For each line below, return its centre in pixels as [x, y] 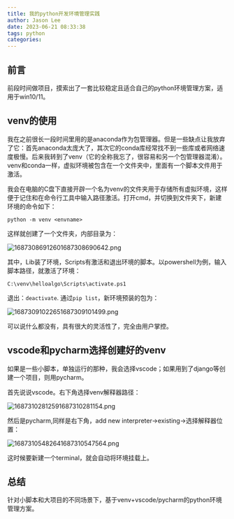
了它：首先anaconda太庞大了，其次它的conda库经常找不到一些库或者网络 [113, 148]
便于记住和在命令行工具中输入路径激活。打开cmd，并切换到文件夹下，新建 [115, 197]
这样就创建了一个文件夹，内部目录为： [62, 233]
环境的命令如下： [32, 206]
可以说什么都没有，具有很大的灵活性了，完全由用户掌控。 [90, 326]
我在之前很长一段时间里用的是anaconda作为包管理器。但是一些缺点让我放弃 [116, 139]
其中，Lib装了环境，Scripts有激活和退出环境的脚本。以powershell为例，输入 [117, 262]
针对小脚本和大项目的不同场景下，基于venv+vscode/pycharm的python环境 [115, 500]
